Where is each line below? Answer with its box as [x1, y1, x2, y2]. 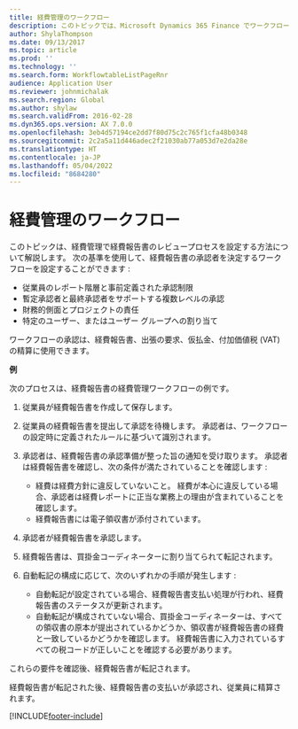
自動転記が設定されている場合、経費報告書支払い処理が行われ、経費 [35, 589, 284, 600]
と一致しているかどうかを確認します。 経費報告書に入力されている [35, 633, 278, 644]
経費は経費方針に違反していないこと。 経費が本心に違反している [35, 480, 271, 492]
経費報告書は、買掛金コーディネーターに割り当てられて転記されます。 [21, 551, 278, 562]
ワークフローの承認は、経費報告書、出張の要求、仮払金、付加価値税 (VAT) [9, 334, 281, 345]
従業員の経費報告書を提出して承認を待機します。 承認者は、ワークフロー [21, 421, 288, 431]
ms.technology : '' [9, 63, 77, 72]
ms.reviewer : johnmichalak [9, 87, 109, 96]
